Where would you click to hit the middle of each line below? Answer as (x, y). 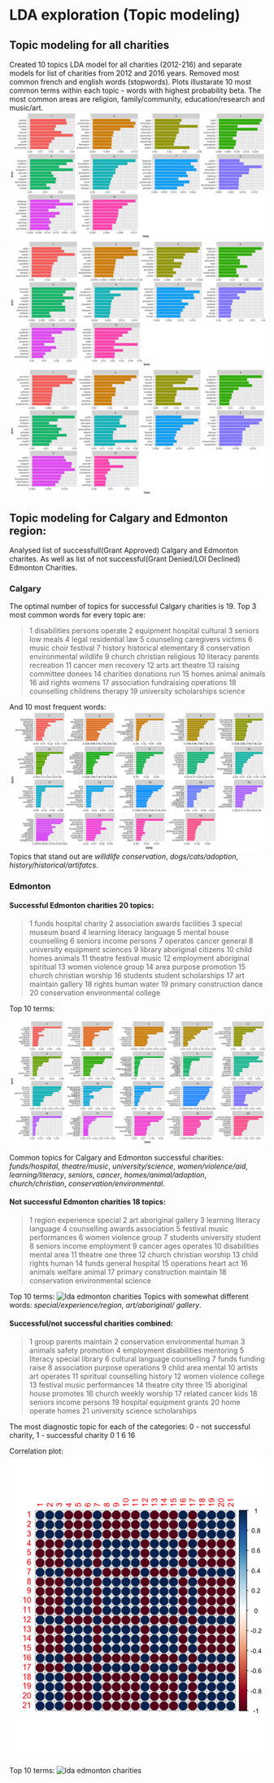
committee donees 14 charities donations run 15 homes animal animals (147, 674)
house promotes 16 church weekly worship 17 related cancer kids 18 (143, 1394)
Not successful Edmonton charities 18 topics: (87, 1202)
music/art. (26, 108)
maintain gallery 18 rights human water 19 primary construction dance (146, 984)
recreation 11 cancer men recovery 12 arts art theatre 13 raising (135, 666)
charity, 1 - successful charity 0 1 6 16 (72, 1436)
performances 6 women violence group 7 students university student (145, 1237)
